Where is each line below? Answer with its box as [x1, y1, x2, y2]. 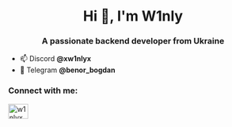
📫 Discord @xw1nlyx [19, 54, 92, 63]
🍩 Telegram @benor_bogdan [19, 65, 116, 75]
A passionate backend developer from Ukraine [41, 36, 225, 47]
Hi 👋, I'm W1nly [82, 7, 184, 25]
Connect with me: [8, 85, 78, 96]
